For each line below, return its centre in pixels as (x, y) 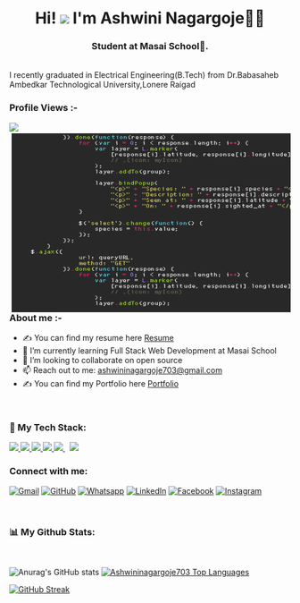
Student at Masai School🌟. (150, 47)
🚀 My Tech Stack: (48, 428)
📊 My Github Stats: (52, 531)
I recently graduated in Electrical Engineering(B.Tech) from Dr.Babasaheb (144, 75)
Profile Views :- (44, 108)
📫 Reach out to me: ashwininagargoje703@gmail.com (122, 370)
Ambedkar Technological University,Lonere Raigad (103, 85)
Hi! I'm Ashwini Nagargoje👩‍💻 (150, 18)
